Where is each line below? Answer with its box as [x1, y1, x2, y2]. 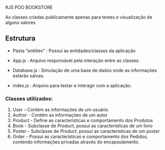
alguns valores [5, 20, 36, 25]
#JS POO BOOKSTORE [5, 5, 53, 10]
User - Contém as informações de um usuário [12, 106, 108, 113]
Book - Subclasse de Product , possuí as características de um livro [12, 123, 153, 129]
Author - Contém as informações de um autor [12, 112, 108, 118]
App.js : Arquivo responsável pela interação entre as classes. [12, 57, 140, 63]
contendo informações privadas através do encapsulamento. [12, 139, 140, 145]
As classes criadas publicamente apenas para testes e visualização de [5, 14, 153, 20]
